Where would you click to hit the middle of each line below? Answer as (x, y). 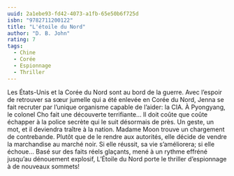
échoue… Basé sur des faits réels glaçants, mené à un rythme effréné (108, 152)
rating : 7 (22, 40)
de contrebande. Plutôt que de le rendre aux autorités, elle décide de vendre (117, 136)
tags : (15, 46)
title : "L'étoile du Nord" (46, 27)
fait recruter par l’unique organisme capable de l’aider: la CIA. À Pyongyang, (116, 107)
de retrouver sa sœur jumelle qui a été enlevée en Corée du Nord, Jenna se (116, 99)
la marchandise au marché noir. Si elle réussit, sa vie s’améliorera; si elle (111, 144)
